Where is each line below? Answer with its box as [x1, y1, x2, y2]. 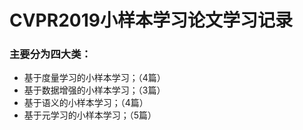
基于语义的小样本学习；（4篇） [23, 97, 149, 109]
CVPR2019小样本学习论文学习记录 [9, 9, 293, 32]
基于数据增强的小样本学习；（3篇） [23, 84, 166, 96]
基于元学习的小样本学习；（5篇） [23, 109, 157, 121]
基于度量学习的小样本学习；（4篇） [23, 72, 166, 84]
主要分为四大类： [9, 47, 92, 61]
